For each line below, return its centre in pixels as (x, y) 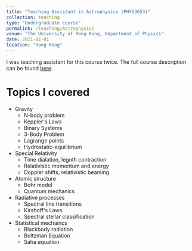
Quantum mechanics (49, 191)
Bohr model (38, 185)
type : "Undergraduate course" (44, 23)
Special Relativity (36, 153)
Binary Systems (43, 128)
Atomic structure (35, 178)
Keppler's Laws (43, 121)
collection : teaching (33, 17)
